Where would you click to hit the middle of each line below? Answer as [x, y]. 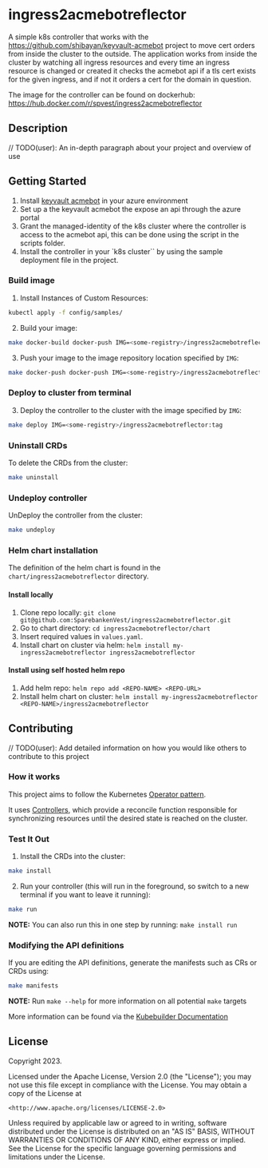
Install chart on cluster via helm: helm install [95, 645]
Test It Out [29, 839]
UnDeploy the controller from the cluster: [76, 515]
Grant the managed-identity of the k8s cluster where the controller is [133, 226]
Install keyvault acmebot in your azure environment [104, 201]
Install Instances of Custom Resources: [84, 298]
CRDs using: [29, 971]
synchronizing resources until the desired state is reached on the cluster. [128, 818]
